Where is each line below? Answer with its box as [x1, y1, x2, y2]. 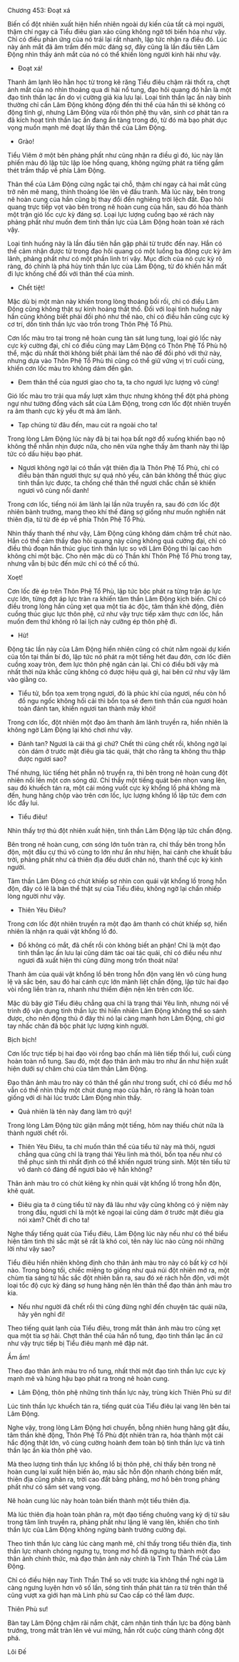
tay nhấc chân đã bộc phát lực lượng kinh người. [7, 1021, 149, 1030]
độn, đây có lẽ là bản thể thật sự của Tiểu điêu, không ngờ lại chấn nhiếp [7, 884, 221, 892]
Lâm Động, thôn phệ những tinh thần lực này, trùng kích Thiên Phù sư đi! [17, 1388, 232, 1397]
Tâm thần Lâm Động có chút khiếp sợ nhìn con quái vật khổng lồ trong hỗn [7, 877, 227, 885]
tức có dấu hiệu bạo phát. [7, 449, 83, 458]
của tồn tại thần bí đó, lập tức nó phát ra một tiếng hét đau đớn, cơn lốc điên [7, 653, 231, 661]
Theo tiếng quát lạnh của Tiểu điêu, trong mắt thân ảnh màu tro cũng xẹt [7, 1324, 221, 1332]
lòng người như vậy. [7, 892, 66, 900]
